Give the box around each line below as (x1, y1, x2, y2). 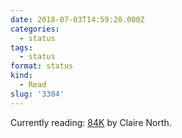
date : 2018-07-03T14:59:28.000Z (10, 14, 145, 25)
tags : (10, 42, 33, 53)
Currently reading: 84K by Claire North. (10, 116, 172, 128)
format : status (10, 61, 74, 71)
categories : (10, 24, 60, 34)
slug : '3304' (10, 89, 65, 99)
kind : (10, 71, 33, 81)
